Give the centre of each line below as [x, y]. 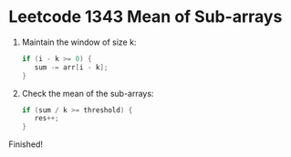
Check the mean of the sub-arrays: [88, 93]
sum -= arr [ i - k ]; [71, 67]
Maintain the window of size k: [79, 42]
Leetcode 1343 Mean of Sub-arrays [145, 17]
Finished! [26, 144]
